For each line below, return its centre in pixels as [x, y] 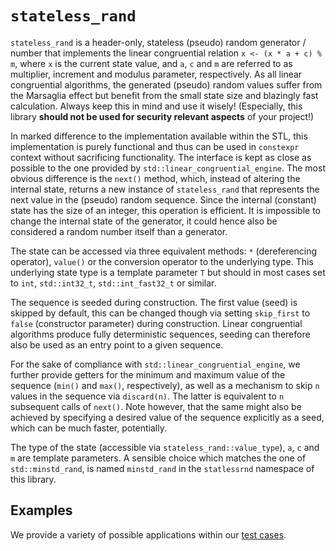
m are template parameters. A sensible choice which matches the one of [158, 458]
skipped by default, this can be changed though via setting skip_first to [160, 313]
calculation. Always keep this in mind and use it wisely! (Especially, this [156, 106]
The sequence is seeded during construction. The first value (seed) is [154, 302]
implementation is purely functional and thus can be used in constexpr [155, 146]
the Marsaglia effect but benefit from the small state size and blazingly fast [164, 95]
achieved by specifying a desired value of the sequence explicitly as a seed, [167, 417]
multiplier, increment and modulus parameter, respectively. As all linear [156, 74]
